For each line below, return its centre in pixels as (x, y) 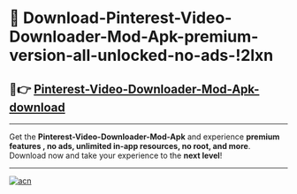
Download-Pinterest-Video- (128, 18)
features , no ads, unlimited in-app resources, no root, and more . (130, 146)
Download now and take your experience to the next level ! (116, 155)
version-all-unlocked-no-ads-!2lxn (141, 56)
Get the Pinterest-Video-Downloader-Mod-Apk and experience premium (145, 137)
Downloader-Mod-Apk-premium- (134, 37)
